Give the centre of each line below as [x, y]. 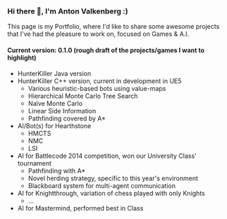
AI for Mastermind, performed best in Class [80, 208]
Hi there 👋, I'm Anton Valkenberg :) [68, 11]
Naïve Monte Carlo [55, 103]
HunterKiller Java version [54, 73]
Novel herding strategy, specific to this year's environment [113, 178]
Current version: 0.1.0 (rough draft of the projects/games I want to [106, 50]
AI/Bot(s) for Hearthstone [54, 125]
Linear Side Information [62, 111]
